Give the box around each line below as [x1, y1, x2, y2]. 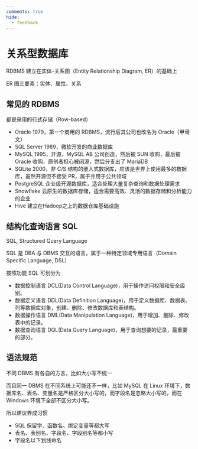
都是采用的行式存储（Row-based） [6, 116, 92, 123]
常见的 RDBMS [6, 99, 60, 109]
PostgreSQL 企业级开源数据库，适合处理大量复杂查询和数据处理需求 [14, 180, 180, 187]
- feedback [11, 19, 38, 25]
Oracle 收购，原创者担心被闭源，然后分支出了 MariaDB [14, 158, 148, 165]
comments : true [6, 8, 44, 15]
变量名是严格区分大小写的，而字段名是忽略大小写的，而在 [42, 389, 182, 396]
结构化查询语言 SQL [6, 221, 78, 231]
